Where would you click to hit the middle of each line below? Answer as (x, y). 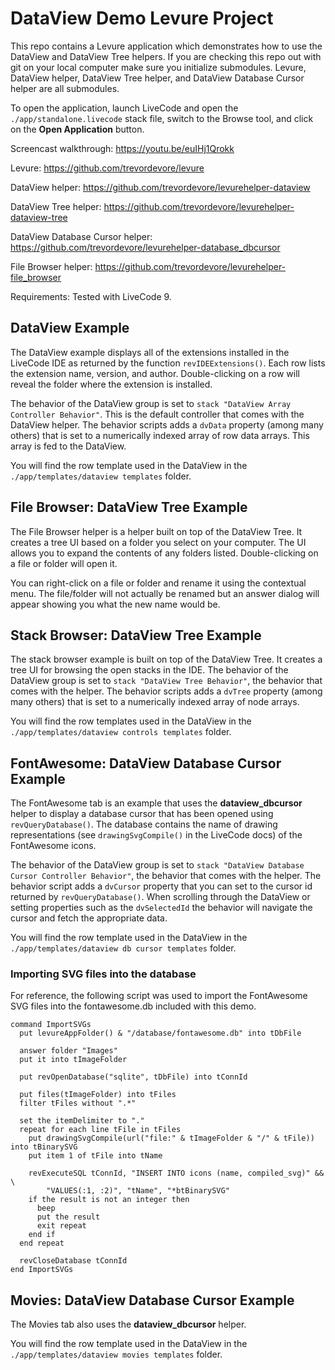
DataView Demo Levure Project (142, 18)
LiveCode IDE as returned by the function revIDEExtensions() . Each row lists (168, 363)
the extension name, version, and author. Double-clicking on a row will (155, 373)
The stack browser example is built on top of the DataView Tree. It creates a (166, 659)
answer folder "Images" (68, 1051)
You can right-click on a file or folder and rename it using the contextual (158, 583)
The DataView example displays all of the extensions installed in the (150, 352)
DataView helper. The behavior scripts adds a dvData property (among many (167, 424)
